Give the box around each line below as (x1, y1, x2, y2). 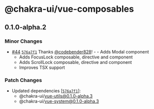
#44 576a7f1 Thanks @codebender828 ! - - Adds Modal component (11, 49, 149, 54)
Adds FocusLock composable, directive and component (19, 54, 133, 60)
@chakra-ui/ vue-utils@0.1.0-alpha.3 (19, 93, 93, 99)
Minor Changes (4, 38, 42, 45)
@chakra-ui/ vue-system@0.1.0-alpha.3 (19, 98, 99, 104)
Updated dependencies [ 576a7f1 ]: (11, 88, 81, 94)
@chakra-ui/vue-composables (4, 3, 134, 15)
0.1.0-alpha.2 (4, 23, 46, 31)
